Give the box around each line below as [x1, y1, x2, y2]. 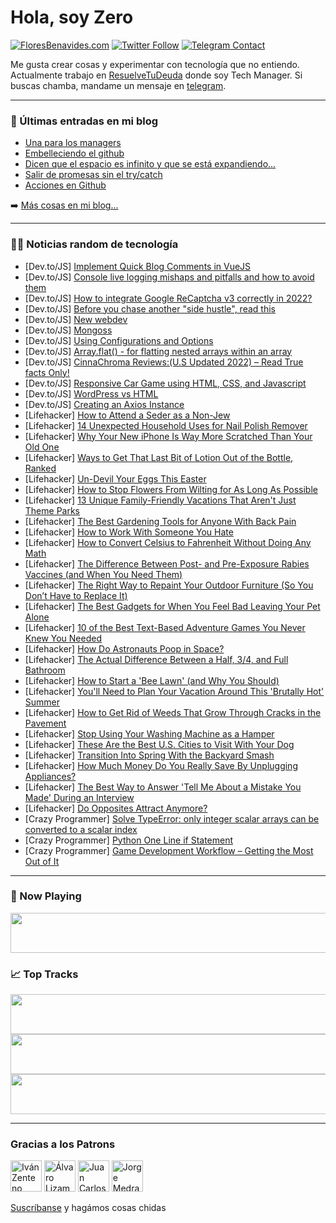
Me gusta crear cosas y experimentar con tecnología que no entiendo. [10, 58, 300, 70]
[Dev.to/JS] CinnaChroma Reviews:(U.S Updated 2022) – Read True [24, 356, 304, 368]
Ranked [24, 462, 57, 474]
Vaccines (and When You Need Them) [24, 568, 183, 580]
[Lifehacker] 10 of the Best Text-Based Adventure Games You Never [24, 621, 306, 633]
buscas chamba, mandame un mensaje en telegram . [10, 79, 227, 91]
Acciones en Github [24, 179, 107, 191]
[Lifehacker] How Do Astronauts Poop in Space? [24, 642, 225, 655]
